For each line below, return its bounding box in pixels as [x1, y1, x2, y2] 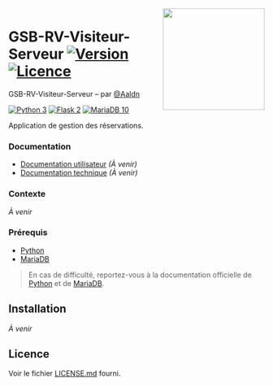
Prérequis [8, 227, 48, 238]
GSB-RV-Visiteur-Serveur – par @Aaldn [8, 89, 141, 98]
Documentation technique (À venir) [19, 168, 138, 178]
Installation [8, 302, 67, 316]
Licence [8, 347, 50, 361]
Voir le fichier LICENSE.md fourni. [8, 369, 121, 379]
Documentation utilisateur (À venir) [19, 159, 138, 169]
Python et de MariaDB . [28, 278, 105, 288]
